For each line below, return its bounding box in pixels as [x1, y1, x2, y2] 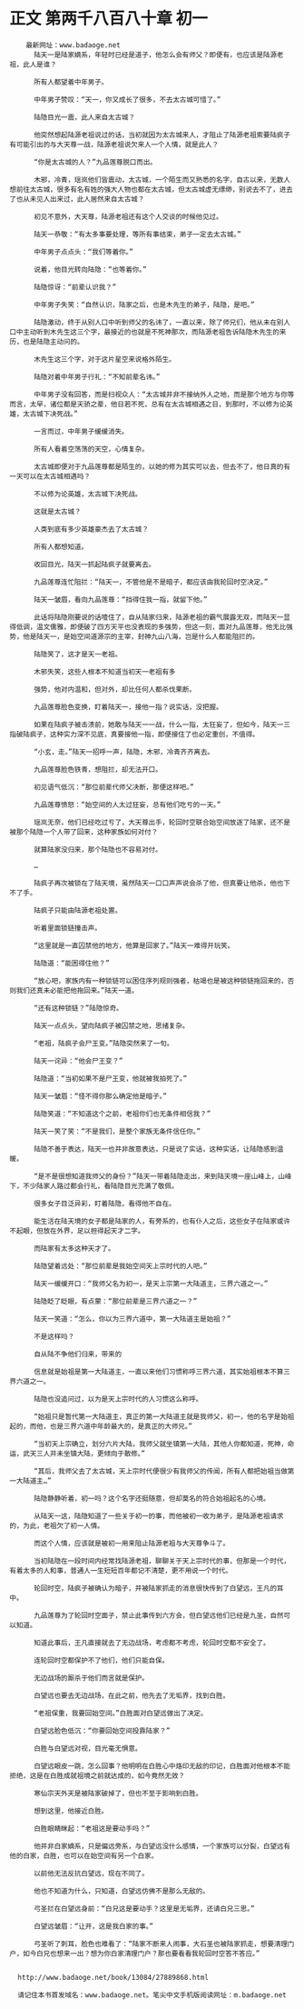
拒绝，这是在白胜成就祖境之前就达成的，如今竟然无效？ [9, 1771, 186, 1780]
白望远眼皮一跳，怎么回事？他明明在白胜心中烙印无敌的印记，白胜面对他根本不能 [33, 1761, 290, 1771]
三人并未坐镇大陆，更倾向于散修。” [35, 1449, 146, 1458]
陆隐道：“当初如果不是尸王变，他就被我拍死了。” [33, 1074, 188, 1083]
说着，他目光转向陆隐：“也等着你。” [33, 265, 147, 274]
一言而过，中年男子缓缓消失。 [33, 426, 129, 436]
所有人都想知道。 [33, 542, 89, 551]
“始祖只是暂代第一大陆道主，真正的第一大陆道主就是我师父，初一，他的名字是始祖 [33, 1412, 295, 1421]
